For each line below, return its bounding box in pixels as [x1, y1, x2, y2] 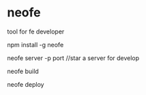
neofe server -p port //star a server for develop [7, 53, 140, 62]
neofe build [7, 67, 39, 75]
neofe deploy [7, 80, 44, 88]
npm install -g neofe [7, 40, 64, 49]
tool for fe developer [7, 27, 65, 36]
